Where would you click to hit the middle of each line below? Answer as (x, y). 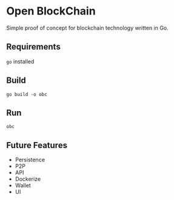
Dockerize (28, 179)
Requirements (33, 47)
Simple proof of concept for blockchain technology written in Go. (87, 28)
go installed (20, 61)
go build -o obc (27, 94)
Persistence (30, 160)
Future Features (37, 145)
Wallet (23, 185)
